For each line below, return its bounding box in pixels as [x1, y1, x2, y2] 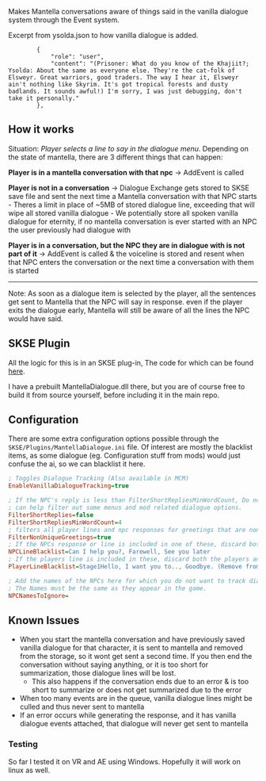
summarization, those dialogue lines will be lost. [19, 668, 177, 678]
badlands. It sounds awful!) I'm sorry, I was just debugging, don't [8, 87, 243, 95]
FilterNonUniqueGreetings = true [8, 533, 112, 542]
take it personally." [8, 94, 80, 102]
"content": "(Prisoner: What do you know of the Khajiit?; [50, 59, 249, 67]
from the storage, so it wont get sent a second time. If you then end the [19, 652, 253, 661]
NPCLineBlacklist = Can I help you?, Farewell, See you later [8, 548, 211, 556]
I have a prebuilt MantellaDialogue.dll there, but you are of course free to [8, 381, 245, 391]
